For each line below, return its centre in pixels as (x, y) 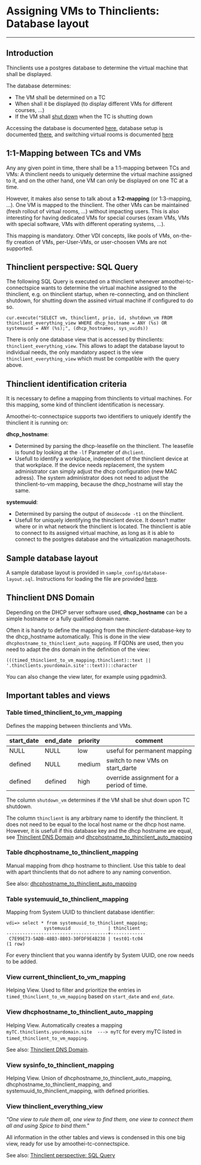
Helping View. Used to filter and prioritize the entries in (74, 990)
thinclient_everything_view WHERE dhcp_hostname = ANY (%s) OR (87, 323)
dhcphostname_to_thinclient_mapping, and (59, 1084)
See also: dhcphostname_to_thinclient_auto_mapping (71, 883)
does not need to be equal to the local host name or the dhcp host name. (96, 824)
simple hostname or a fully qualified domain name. (68, 618)
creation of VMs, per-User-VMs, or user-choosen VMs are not (90, 242)
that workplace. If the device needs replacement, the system (89, 465)
